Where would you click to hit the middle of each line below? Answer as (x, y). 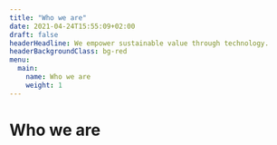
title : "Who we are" (48, 18)
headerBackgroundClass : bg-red (68, 52)
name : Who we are (58, 77)
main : (28, 69)
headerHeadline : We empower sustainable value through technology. (139, 43)
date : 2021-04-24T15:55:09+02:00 (72, 26)
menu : (19, 60)
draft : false (34, 34)
